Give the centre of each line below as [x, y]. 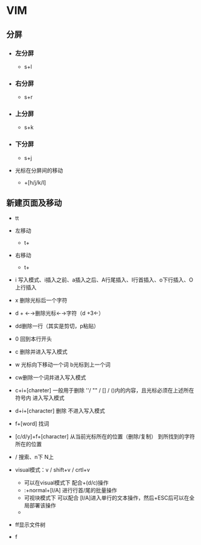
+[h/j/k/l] [35, 182]
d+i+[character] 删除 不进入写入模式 [60, 411]
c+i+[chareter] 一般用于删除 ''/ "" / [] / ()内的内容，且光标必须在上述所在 [104, 390]
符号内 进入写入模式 [40, 398]
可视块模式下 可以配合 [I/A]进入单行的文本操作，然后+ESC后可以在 [107, 498]
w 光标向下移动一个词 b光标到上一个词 [62, 365]
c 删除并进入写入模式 [41, 351]
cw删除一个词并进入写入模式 [50, 377]
